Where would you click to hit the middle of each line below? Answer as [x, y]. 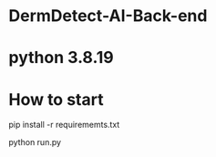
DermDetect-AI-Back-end [108, 16]
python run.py [35, 142]
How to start [56, 99]
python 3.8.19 [62, 58]
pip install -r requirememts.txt [64, 125]
